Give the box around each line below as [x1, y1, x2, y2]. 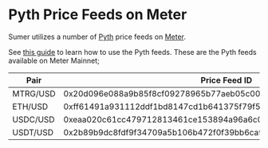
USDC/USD [12, 114, 55, 125]
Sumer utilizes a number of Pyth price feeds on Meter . [8, 32, 186, 41]
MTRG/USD [12, 88, 56, 99]
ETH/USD [12, 101, 49, 112]
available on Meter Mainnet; [8, 56, 100, 65]
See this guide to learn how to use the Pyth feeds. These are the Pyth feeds [8, 47, 257, 56]
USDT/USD [12, 127, 54, 138]
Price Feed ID [200, 74, 253, 85]
